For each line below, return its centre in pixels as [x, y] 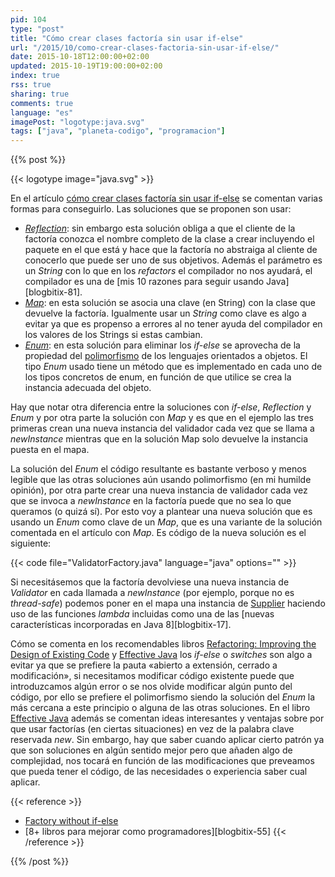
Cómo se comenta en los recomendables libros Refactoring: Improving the [163, 644]
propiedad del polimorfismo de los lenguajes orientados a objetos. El [166, 356]
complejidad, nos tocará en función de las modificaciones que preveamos [162, 761]
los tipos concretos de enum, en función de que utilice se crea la [158, 377]
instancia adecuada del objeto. [88, 388]
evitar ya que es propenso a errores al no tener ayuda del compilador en [173, 324]
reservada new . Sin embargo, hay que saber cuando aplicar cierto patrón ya [167, 740]
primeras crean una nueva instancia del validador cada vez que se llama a [162, 428]
